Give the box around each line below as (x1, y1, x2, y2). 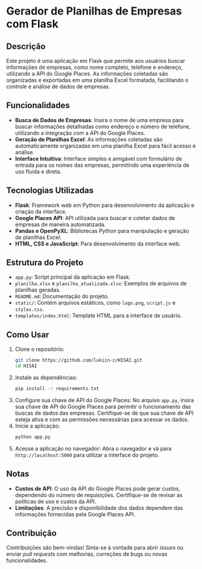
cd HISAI (14, 363, 37, 369)
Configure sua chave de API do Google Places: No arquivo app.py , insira (14, 396, 194, 403)
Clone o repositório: (14, 346, 65, 353)
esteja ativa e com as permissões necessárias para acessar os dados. (14, 415, 189, 423)
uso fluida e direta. (14, 167, 62, 175)
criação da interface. (14, 207, 67, 215)
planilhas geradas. (14, 286, 61, 294)
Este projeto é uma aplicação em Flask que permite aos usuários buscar (6, 57, 186, 64)
